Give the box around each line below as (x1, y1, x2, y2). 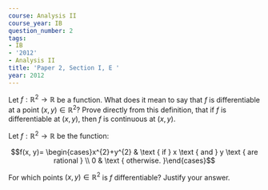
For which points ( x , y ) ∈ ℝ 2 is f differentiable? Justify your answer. (8, 171, 230, 182)
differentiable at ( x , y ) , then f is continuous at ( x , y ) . (8, 114, 176, 123)
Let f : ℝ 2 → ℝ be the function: (8, 129, 110, 140)
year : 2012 (8, 71, 45, 79)
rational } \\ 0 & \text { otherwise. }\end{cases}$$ (53, 156, 216, 165)
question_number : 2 (8, 26, 74, 34)
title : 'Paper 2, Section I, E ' (8, 64, 120, 72)
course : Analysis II (8, 11, 78, 20)
